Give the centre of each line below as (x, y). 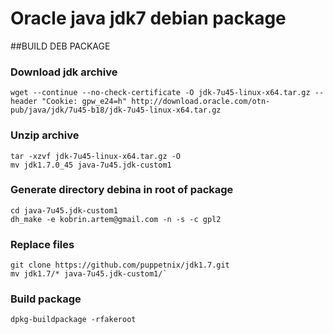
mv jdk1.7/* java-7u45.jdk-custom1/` (89, 274)
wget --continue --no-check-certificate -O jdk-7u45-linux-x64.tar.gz (160, 93)
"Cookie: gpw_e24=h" (84, 102)
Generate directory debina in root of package (122, 190)
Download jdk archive (64, 72)
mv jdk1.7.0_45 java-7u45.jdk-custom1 (91, 165)
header (24, 102)
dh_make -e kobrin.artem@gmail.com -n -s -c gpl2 (116, 219)
